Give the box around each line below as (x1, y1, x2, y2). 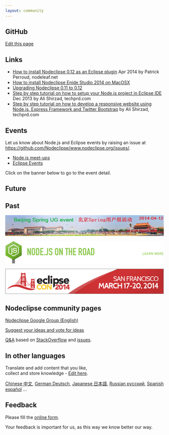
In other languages (5, 351, 65, 360)
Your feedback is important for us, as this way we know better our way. (5, 424, 153, 430)
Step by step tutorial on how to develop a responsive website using (12, 101, 152, 107)
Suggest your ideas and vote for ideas (5, 327, 84, 333)
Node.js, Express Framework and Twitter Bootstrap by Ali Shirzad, (12, 106, 149, 112)
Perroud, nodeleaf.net (12, 74, 58, 80)
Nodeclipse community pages (5, 304, 102, 313)
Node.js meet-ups (12, 155, 50, 161)
